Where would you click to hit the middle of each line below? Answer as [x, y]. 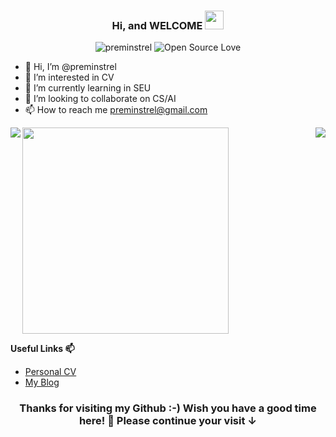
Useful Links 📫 [42, 349]
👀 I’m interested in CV [69, 77]
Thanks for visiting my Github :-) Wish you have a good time [168, 408]
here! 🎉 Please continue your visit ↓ [168, 421]
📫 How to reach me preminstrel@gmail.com [116, 110]
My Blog [42, 382]
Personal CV [50, 372]
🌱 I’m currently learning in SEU [88, 88]
